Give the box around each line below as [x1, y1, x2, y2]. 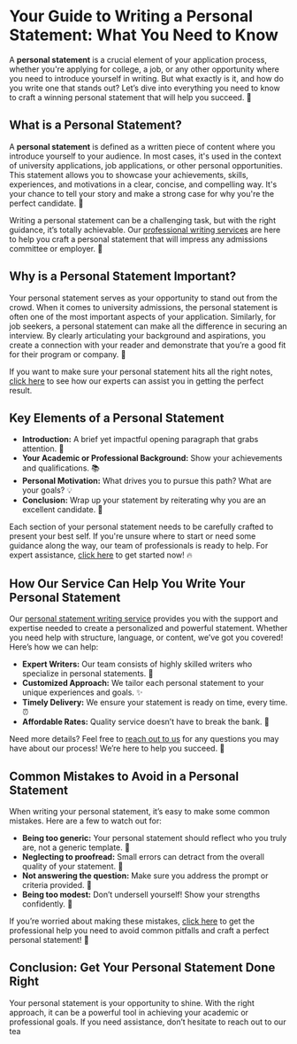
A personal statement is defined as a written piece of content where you [9, 141, 276, 152]
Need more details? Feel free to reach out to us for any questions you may [9, 734, 279, 744]
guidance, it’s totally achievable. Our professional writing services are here [9, 224, 281, 235]
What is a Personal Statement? [9, 118, 183, 133]
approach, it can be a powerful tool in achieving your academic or [9, 1007, 249, 1017]
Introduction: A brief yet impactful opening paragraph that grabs [21, 434, 259, 445]
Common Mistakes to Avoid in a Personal [9, 768, 240, 783]
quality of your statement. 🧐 [21, 861, 124, 871]
